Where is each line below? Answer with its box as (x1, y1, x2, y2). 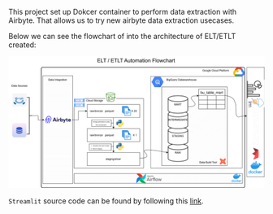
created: (8, 40, 37, 50)
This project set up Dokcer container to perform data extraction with (8, 7, 237, 16)
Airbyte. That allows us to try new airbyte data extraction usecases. (8, 15, 235, 25)
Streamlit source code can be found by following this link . (8, 195, 204, 206)
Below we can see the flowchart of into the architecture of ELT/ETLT (8, 32, 236, 41)
